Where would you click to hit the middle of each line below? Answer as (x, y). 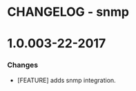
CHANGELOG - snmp (68, 12)
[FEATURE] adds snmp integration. (66, 80)
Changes (23, 65)
